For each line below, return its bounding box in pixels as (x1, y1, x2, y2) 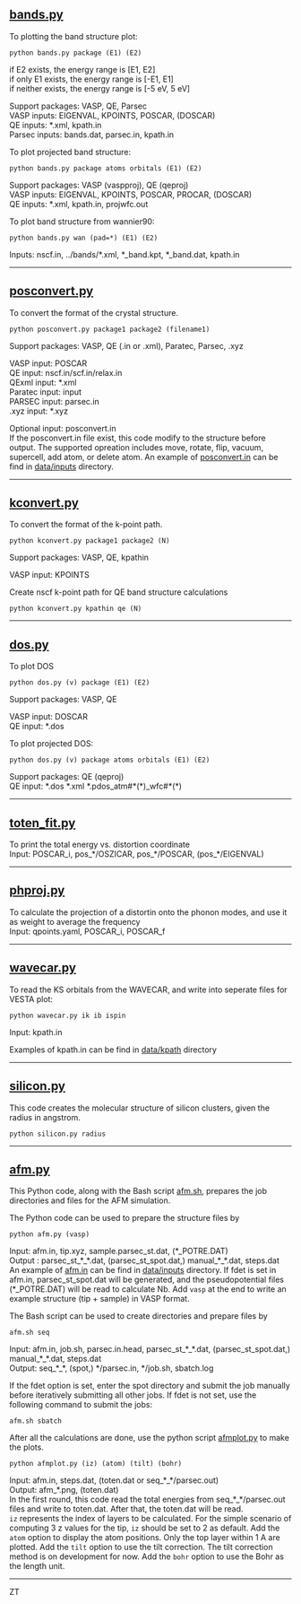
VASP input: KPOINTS (9, 570, 90, 580)
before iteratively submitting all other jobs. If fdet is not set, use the (9, 1390, 257, 1400)
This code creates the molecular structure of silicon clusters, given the (9, 1103, 271, 1113)
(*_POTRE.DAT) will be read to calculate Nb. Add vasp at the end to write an (9, 1284, 287, 1295)
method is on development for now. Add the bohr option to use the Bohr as (9, 1551, 285, 1562)
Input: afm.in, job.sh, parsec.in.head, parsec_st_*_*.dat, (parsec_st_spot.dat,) (9, 1344, 291, 1355)
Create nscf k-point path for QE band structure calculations (9, 587, 228, 597)
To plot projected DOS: (9, 738, 94, 749)
